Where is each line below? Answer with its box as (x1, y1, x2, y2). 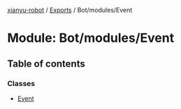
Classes (7, 78, 36, 88)
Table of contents (7, 58, 85, 69)
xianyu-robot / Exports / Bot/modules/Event (7, 6, 133, 14)
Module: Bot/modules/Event (7, 31, 175, 46)
